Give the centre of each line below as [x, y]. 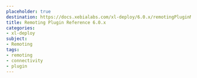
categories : [21, 28]
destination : [22, 17]
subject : [17, 39]
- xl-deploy [21, 33]
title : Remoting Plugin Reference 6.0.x [56, 22]
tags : [13, 50]
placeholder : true [28, 11]
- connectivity [25, 60]
